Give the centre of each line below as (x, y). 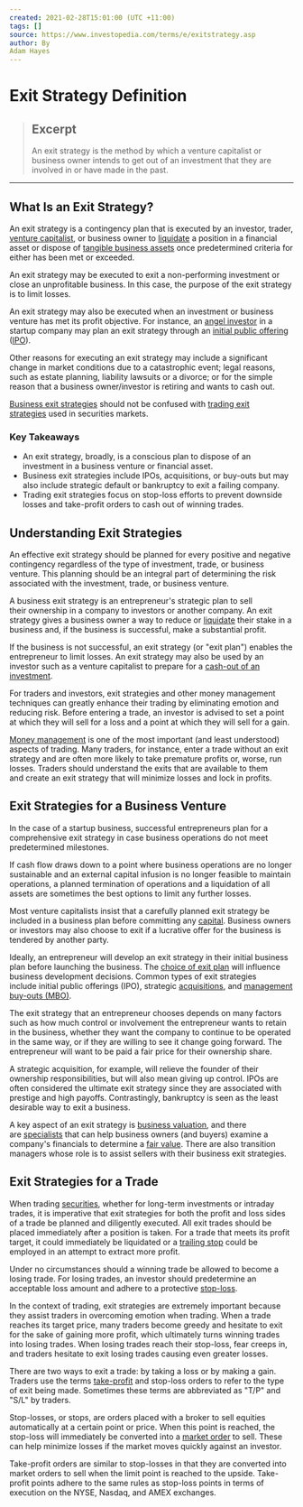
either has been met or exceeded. (72, 257)
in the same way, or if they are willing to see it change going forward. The (146, 1041)
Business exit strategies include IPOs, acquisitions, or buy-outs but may (156, 476)
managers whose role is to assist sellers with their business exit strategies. (148, 1153)
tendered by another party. (60, 939)
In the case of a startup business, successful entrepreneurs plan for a (139, 827)
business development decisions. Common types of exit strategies (133, 976)
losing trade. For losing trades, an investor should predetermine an (133, 1279)
